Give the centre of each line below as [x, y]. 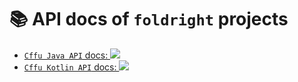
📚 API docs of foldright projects [149, 19]
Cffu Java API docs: [66, 55]
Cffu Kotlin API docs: [70, 67]
